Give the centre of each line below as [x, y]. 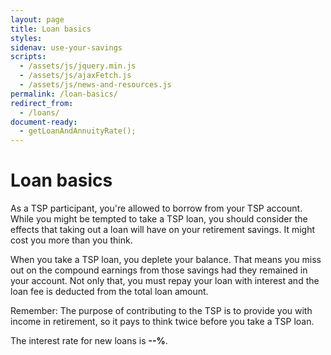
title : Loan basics [51, 29]
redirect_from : [42, 103]
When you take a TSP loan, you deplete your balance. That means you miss [166, 260]
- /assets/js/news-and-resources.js [95, 85]
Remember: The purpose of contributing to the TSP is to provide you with [161, 311]
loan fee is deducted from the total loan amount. [109, 292]
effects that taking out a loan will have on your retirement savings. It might [163, 230]
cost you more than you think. [71, 240]
